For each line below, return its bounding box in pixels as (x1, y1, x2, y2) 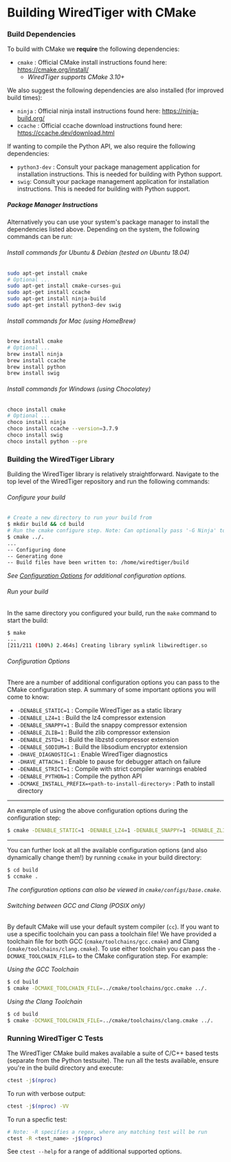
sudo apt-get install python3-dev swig (7, 302, 122, 309)
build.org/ (16, 114, 45, 123)
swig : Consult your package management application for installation (16, 178, 210, 186)
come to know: (7, 693, 49, 701)
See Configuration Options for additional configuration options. (7, 571, 187, 580)
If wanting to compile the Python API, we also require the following (7, 142, 196, 151)
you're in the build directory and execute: (7, 1064, 124, 1072)
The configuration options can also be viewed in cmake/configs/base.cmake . (7, 885, 222, 894)
